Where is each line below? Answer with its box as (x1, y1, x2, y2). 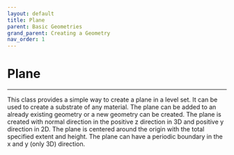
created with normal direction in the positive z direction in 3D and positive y (7, 117, 224, 126)
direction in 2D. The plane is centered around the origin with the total (7, 125, 205, 133)
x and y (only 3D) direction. (7, 140, 86, 148)
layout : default (7, 10, 54, 17)
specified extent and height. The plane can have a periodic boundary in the (7, 133, 223, 141)
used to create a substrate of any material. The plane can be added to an (7, 103, 217, 111)
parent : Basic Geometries (7, 23, 82, 30)
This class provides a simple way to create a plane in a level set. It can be (7, 95, 218, 104)
